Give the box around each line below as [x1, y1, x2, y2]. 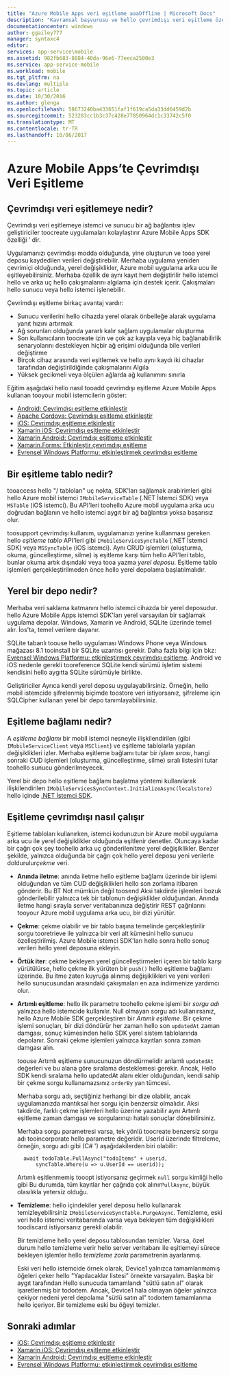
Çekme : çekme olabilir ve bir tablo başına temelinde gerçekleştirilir [16, 921, 205, 930]
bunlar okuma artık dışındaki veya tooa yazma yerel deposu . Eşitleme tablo [7, 558, 218, 567]
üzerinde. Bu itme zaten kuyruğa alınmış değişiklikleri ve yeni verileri [16, 972, 210, 980]
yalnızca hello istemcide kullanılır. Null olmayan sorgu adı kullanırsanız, [16, 1007, 216, 1015]
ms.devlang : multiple [7, 80, 69, 87]
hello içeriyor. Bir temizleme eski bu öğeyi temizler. [16, 1300, 161, 1309]
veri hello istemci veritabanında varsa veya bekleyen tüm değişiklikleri [16, 1216, 214, 1224]
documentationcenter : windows [7, 23, 94, 30]
